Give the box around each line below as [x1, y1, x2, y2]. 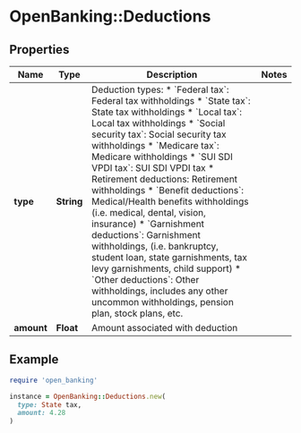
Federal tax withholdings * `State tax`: [90, 95, 251, 106]
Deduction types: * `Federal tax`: [90, 83, 230, 96]
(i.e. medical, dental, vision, [90, 207, 206, 218]
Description [146, 69, 198, 81]
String [56, 195, 83, 208]
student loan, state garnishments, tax [90, 251, 248, 263]
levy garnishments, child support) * [90, 262, 242, 275]
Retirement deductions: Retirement [90, 173, 238, 185]
